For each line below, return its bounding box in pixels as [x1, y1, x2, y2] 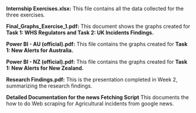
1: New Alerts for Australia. [6, 47, 74, 54]
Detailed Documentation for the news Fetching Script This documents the [6, 94, 189, 101]
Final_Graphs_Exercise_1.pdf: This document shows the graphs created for [6, 23, 191, 30]
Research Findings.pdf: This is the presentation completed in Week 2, [6, 76, 178, 83]
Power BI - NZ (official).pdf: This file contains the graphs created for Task [6, 59, 188, 65]
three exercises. [6, 11, 45, 18]
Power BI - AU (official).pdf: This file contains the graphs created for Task [6, 41, 188, 47]
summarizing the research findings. [6, 82, 93, 89]
